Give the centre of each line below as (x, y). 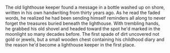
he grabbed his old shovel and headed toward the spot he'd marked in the (83, 29)
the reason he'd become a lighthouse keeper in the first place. (70, 45)
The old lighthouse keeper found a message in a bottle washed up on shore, (85, 7)
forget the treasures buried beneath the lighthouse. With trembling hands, (82, 23)
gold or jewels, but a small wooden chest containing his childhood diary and (85, 39)
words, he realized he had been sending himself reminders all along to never (86, 18)
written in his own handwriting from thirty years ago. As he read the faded (83, 13)
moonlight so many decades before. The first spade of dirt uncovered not (82, 34)
